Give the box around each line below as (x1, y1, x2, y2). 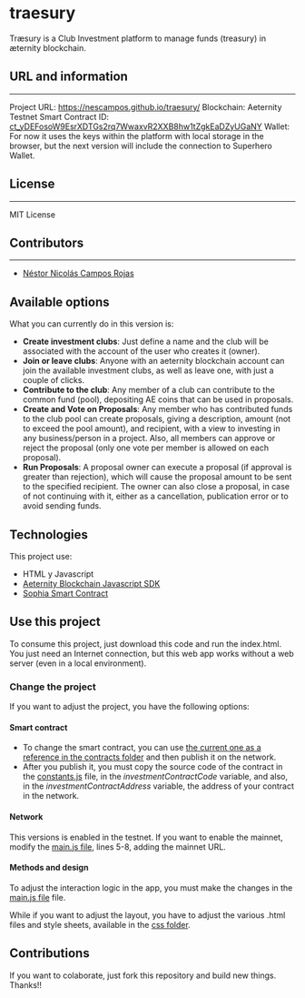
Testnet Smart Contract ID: (9, 111, 110, 122)
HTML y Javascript (22, 569, 94, 580)
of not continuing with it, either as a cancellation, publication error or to (22, 490, 289, 502)
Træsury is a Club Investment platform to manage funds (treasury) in (9, 33, 266, 44)
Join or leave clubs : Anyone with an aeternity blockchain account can (22, 356, 285, 367)
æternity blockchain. (9, 42, 86, 53)
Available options (9, 294, 111, 309)
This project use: (9, 551, 73, 561)
